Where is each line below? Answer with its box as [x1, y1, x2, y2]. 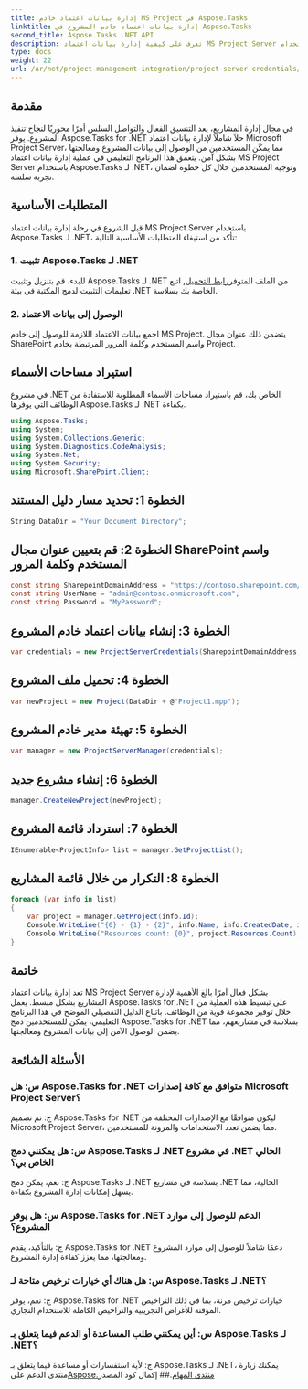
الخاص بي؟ [10, 1156, 54, 1169]
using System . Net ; [10, 450, 80, 460]
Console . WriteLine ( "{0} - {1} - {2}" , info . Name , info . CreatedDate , [27, 921, 293, 930]
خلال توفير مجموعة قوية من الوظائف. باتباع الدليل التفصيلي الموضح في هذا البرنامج [10, 1007, 292, 1018]
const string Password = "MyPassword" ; [10, 598, 163, 607]
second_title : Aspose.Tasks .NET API [10, 30, 154, 39]
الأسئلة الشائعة [10, 1052, 85, 1068]
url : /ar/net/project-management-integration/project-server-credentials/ [10, 65, 302, 74]
